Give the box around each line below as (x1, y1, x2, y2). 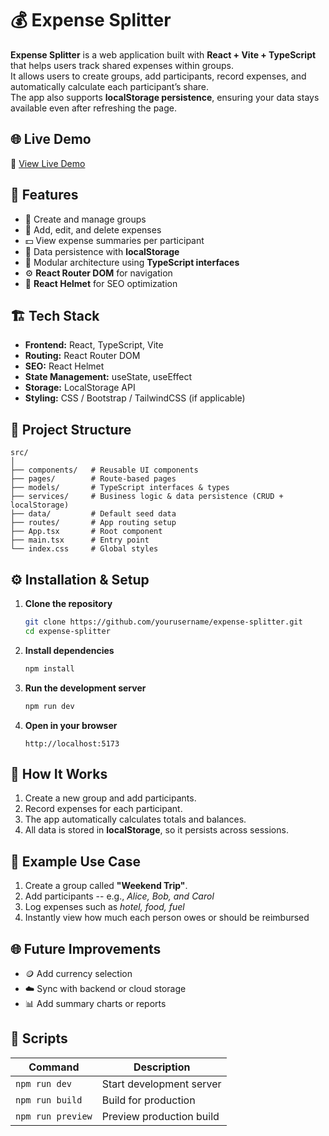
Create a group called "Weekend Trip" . (24, 880, 188, 892)
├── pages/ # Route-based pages (10, 474, 177, 484)
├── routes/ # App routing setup (10, 518, 177, 528)
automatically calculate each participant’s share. (10, 80, 210, 92)
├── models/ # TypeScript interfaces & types (10, 483, 230, 493)
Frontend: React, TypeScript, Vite (24, 339, 164, 351)
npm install (24, 663, 75, 674)
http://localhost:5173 (24, 738, 120, 749)
